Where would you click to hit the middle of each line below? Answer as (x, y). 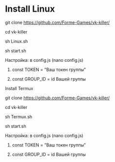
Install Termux (19, 88)
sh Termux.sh (19, 117)
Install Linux (30, 9)
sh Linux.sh (16, 41)
